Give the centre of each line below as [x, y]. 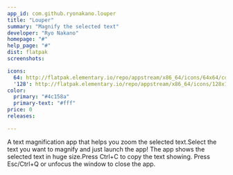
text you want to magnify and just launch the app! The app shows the [106, 149]
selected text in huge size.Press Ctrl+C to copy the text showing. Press [109, 156]
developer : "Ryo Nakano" [43, 33]
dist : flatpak [28, 53]
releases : [21, 116]
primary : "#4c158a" [42, 97]
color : [17, 91]
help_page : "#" [29, 46]
